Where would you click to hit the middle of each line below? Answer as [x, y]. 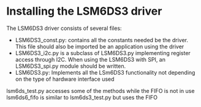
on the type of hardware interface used [65, 79]
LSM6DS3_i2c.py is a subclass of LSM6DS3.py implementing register [103, 53]
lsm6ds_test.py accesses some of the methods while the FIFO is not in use [100, 90]
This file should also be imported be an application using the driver [100, 46]
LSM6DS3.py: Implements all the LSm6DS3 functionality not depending [105, 72]
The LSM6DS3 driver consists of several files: [64, 28]
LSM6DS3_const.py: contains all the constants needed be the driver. [102, 40]
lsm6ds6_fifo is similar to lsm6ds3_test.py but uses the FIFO [82, 97]
